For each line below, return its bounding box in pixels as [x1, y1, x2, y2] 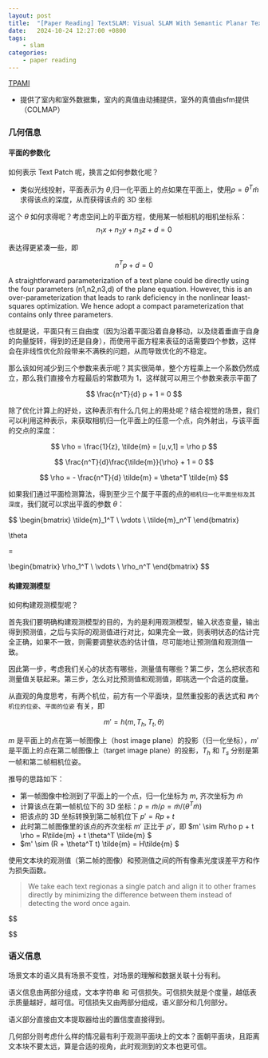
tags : [8, 34, 26, 42]
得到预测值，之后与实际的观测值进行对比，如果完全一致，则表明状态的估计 [8, 627, 253, 637]
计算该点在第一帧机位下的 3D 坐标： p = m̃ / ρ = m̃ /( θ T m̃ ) [19, 800, 203, 811]
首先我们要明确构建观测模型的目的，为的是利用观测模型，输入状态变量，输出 [8, 617, 260, 627]
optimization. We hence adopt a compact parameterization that [36, 301, 244, 311]
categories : [8, 49, 48, 57]
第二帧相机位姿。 [29, 757, 85, 766]
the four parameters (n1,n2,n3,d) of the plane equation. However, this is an [8, 285, 253, 294]
